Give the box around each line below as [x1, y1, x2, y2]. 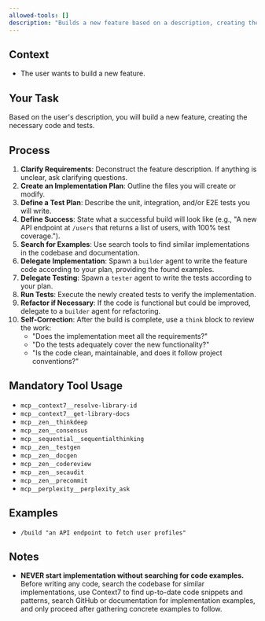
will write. [20, 206, 52, 215]
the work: [20, 323, 52, 333]
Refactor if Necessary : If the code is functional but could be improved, [20, 298, 251, 307]
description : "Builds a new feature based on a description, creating [9, 19, 245, 27]
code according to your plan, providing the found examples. [20, 264, 215, 274]
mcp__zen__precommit [20, 476, 88, 484]
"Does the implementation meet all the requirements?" [31, 331, 208, 340]
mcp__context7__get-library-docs [20, 410, 131, 417]
